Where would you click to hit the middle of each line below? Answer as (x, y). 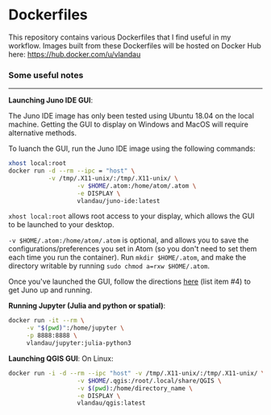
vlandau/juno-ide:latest (119, 201)
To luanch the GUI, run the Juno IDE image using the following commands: (132, 149)
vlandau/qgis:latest (112, 403)
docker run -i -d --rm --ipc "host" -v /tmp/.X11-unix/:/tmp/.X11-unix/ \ (137, 373)
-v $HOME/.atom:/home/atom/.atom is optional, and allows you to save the (129, 240)
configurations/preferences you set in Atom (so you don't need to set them (133, 249)
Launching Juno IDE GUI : (51, 100)
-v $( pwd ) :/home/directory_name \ (135, 388)
